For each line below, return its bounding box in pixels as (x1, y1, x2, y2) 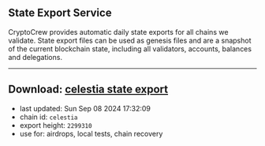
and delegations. (8, 52, 63, 62)
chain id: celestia (19, 112, 78, 122)
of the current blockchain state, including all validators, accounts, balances (8, 43, 252, 54)
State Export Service (8, 6, 112, 20)
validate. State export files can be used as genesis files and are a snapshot (8, 36, 252, 45)
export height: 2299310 (19, 120, 92, 129)
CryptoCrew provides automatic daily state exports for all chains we (8, 27, 229, 36)
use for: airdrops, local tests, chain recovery (19, 129, 163, 138)
